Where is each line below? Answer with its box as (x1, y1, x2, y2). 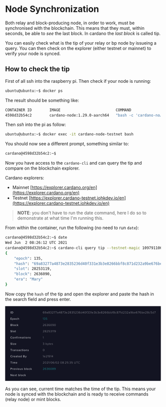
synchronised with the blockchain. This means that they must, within (5, 25, 145, 31)
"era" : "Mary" (14, 277, 43, 282)
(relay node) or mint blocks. (5, 396, 61, 402)
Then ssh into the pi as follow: (5, 121, 66, 127)
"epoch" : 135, (14, 256, 43, 261)
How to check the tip (5, 65, 70, 73)
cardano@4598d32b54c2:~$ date (5, 235, 68, 240)
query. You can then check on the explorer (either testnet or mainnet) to (5, 45, 152, 51)
